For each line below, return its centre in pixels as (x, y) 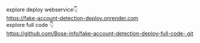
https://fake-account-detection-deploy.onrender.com (72, 18)
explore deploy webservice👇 (42, 10)
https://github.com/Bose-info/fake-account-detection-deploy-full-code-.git (100, 33)
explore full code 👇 (30, 25)
